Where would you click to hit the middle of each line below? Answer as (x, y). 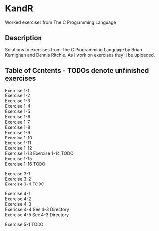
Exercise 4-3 (18, 204)
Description (23, 38)
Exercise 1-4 (18, 106)
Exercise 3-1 (18, 173)
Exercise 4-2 (18, 199)
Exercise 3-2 (18, 179)
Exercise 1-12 (19, 148)
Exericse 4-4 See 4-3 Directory (37, 209)
